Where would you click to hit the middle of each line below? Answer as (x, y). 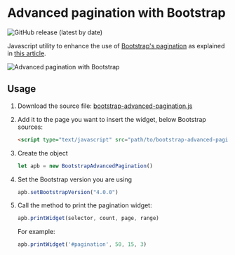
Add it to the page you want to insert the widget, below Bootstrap (112, 119)
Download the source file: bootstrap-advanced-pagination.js (105, 106)
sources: (30, 127)
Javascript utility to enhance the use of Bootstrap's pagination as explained (116, 46)
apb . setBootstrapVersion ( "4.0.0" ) (68, 192)
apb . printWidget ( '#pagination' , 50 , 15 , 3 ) (82, 244)
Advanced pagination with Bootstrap (116, 13)
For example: (36, 232)
